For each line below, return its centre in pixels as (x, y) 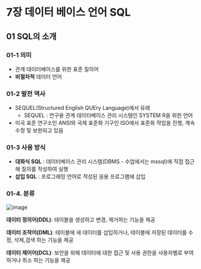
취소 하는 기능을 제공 (46, 260)
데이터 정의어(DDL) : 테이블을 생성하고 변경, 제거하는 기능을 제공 (81, 219)
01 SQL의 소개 (32, 36)
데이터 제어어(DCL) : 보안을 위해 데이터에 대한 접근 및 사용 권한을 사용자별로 (94, 252)
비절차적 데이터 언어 (38, 76)
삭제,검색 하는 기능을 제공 (44, 240)
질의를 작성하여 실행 (45, 169)
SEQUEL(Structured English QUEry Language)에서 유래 (82, 108)
